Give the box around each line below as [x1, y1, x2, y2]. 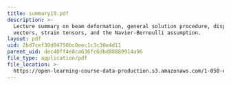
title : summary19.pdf [7, 10, 69, 17]
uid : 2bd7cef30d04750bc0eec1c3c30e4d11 [7, 42, 122, 49]
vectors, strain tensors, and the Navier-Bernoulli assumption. [13, 29, 201, 36]
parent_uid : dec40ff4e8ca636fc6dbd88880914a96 [7, 49, 143, 56]
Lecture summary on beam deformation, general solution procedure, [13, 23, 211, 29]
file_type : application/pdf [7, 55, 88, 62]
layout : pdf [7, 36, 41, 42]
